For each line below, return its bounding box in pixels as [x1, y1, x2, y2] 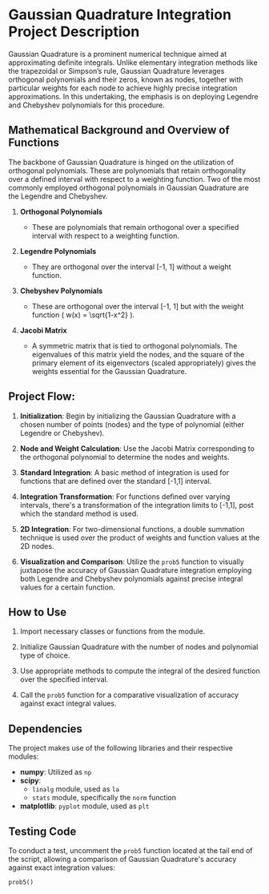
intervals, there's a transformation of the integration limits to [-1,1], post [19, 500, 254, 509]
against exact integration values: [8, 863, 116, 872]
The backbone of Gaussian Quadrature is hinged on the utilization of [8, 157, 235, 167]
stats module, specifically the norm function [31, 793, 177, 803]
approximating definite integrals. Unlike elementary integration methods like [8, 58, 258, 67]
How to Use [8, 605, 67, 618]
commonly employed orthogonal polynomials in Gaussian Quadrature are [8, 183, 250, 192]
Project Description [8, 22, 140, 41]
